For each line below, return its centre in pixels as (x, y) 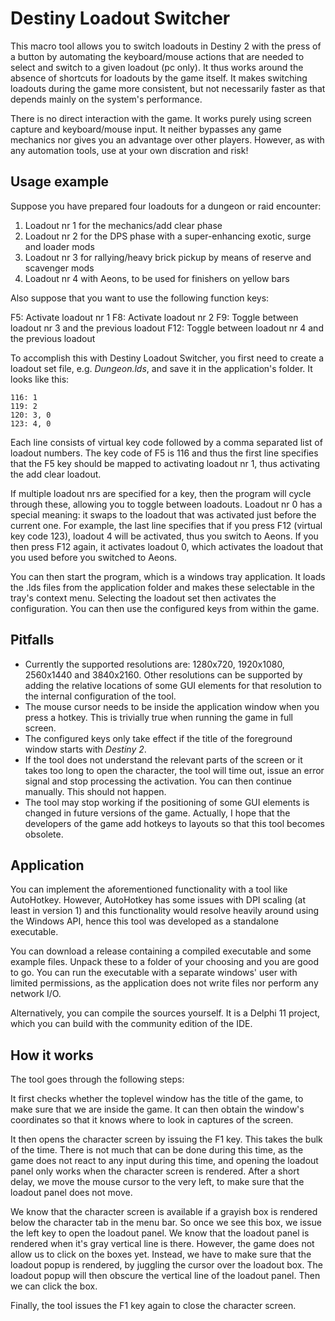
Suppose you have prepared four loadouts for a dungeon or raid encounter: (166, 206)
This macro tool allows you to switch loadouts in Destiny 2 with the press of (166, 46)
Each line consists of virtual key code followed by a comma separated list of (166, 442)
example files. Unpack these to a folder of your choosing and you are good (165, 962)
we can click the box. (54, 1286)
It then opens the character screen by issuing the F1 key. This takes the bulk (166, 1139)
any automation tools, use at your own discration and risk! (129, 150)
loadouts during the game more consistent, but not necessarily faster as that (168, 88)
